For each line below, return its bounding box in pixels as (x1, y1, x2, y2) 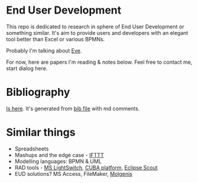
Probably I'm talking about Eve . (6, 47, 82, 54)
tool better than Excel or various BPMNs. (6, 35, 105, 43)
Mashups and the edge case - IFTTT (14, 151, 105, 158)
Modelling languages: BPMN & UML (14, 158, 102, 165)
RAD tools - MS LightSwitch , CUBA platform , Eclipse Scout (14, 164, 158, 171)
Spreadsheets (14, 145, 49, 152)
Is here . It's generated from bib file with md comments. (6, 104, 140, 112)
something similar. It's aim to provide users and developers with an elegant (6, 29, 189, 36)
